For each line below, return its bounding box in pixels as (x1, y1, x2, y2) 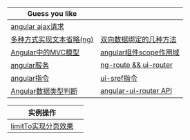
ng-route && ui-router (99, 60, 173, 70)
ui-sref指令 (99, 74, 137, 83)
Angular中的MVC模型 (10, 48, 80, 57)
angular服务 (10, 61, 50, 70)
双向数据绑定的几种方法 (99, 34, 177, 44)
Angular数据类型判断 (10, 86, 78, 96)
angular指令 (10, 74, 50, 83)
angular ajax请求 (10, 22, 64, 31)
